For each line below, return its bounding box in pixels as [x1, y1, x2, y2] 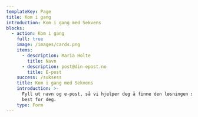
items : [16, 47, 33, 53]
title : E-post [27, 69, 62, 75]
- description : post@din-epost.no [21, 63, 107, 70]
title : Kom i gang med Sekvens [16, 80, 94, 86]
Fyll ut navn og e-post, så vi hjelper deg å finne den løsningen [21, 91, 189, 97]
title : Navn [27, 58, 57, 64]
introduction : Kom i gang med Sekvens [6, 19, 101, 25]
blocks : [6, 25, 25, 31]
